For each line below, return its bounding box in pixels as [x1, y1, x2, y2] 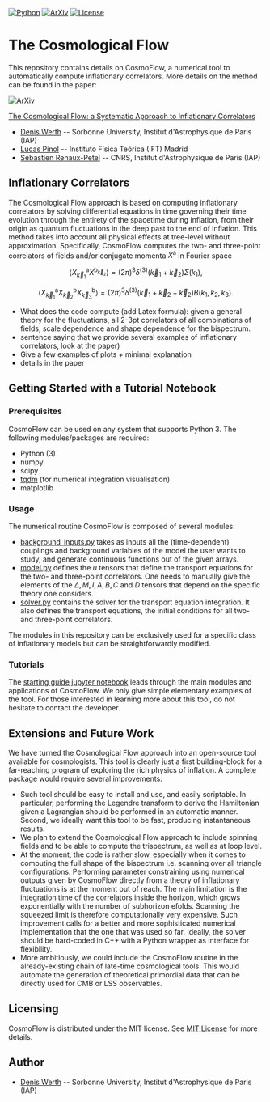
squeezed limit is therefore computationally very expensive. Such [19, 910, 238, 920]
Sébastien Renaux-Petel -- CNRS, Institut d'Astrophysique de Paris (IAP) [19, 152, 261, 162]
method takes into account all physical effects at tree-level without [8, 231, 230, 242]
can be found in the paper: [8, 79, 97, 89]
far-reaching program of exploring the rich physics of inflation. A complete [8, 765, 257, 775]
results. [19, 824, 46, 833]
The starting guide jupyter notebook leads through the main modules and [8, 677, 252, 687]
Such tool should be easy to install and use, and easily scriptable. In [19, 790, 247, 799]
